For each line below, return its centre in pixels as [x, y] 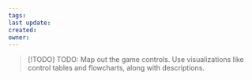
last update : [30, 23]
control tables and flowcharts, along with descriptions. [116, 68]
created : [23, 30]
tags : [17, 15]
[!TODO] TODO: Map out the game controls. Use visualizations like [135, 60]
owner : [19, 37]
